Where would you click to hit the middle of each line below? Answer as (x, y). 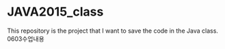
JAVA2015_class (55, 12)
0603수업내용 (26, 39)
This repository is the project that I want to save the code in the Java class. (113, 31)
